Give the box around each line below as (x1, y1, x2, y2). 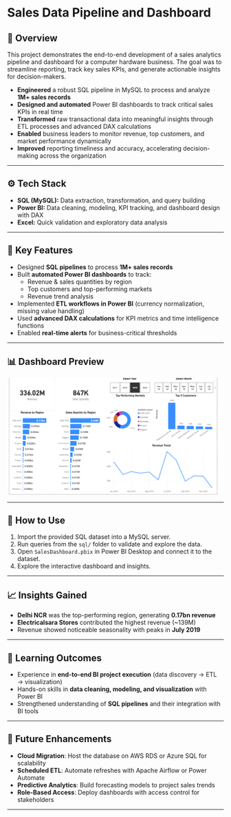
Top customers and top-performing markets (27, 284, 153, 293)
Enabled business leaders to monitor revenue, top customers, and (16, 129, 205, 138)
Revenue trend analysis (27, 292, 94, 300)
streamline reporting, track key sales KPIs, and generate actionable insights (7, 65, 221, 73)
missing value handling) (16, 306, 85, 315)
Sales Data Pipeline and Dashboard (7, 5, 212, 21)
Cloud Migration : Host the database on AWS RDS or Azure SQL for (16, 752, 208, 760)
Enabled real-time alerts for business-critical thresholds (16, 328, 177, 337)
